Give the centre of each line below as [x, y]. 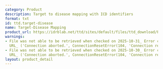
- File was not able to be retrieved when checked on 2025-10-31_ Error [80, 41]
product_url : [18, 32]
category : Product [24, 9]
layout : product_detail [29, 59]
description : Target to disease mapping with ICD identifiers [69, 14]
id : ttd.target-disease [29, 23]
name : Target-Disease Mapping [36, 28]
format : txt [17, 18]
